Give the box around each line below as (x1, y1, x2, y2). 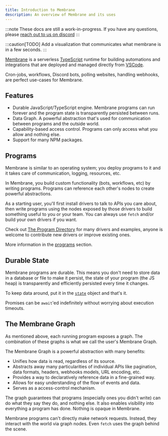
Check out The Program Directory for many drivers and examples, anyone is (5, 227, 163, 233)
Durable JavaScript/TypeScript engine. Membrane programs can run (12, 104, 155, 111)
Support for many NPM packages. (12, 137, 83, 143)
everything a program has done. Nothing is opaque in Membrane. (5, 405, 141, 411)
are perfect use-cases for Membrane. (5, 77, 83, 83)
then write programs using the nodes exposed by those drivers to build (5, 206, 152, 212)
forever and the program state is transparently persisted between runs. (12, 110, 160, 116)
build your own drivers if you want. (5, 216, 77, 223)
